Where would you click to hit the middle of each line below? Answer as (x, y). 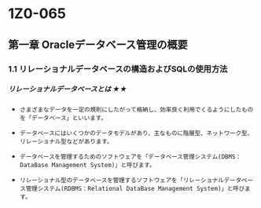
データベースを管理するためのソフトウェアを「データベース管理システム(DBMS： (130, 157)
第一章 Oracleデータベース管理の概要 (98, 44)
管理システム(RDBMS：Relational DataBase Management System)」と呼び (135, 189)
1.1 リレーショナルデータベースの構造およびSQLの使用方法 (118, 69)
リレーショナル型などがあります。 (66, 142)
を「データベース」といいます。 (63, 119)
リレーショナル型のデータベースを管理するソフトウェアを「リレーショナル (121, 181)
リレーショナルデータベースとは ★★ (68, 89)
